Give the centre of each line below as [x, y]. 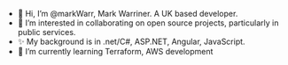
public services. [47, 32]
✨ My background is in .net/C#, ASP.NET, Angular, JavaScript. [131, 41]
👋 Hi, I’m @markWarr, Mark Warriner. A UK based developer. [128, 14]
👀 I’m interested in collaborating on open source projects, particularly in [148, 23]
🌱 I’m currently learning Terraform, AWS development [115, 51]
